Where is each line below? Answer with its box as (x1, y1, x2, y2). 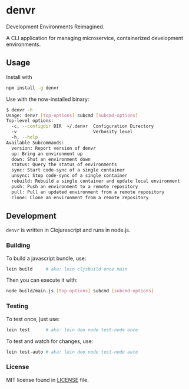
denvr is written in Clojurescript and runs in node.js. (6, 226, 131, 233)
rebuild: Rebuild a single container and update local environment (11, 178, 181, 184)
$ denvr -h (6, 107, 33, 113)
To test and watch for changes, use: (6, 337, 94, 345)
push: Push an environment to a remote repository (11, 183, 138, 189)
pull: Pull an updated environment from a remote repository (11, 189, 165, 195)
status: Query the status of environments (11, 161, 117, 168)
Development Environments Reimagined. (6, 23, 105, 30)
